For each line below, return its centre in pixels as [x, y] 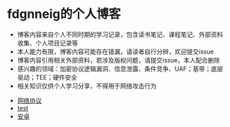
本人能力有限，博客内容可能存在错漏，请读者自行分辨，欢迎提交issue [115, 51]
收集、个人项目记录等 [47, 43]
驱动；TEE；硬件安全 [47, 77]
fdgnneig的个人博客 [64, 14]
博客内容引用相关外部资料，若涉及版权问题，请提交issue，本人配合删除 [118, 60]
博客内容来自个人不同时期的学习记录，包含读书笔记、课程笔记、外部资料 [120, 34]
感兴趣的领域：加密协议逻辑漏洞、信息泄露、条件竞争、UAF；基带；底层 [120, 69]
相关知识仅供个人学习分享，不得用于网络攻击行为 [87, 86]
